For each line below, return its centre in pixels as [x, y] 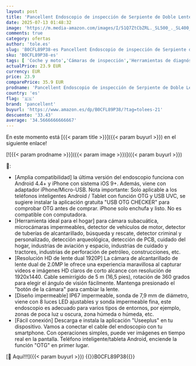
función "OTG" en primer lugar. [52, 346]
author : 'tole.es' [28, 45]
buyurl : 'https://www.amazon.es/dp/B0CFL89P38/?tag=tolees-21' [85, 110]
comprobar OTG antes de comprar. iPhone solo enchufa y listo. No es [98, 208]
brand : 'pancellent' [31, 104]
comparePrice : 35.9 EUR [35, 83]
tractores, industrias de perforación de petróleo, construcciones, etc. [97, 252]
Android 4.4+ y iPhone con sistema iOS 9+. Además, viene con [90, 184]
